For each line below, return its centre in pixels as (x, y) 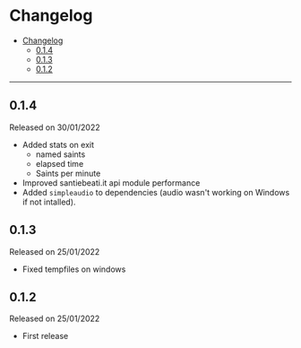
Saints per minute (68, 173)
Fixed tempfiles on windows (74, 269)
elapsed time (60, 163)
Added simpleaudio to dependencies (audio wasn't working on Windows (156, 192)
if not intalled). (49, 202)
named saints (60, 154)
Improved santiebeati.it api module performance (111, 183)
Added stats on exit (58, 144)
